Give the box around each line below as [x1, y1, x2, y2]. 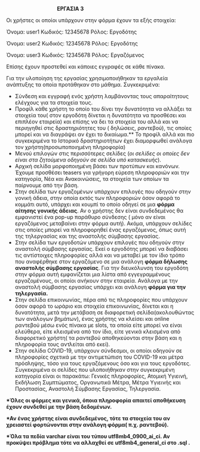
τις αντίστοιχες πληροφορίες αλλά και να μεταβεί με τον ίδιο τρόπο [14, 251, 185, 259]
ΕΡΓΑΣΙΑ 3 [57, 5, 84, 12]
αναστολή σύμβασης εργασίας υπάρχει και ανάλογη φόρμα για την [14, 284, 186, 290]
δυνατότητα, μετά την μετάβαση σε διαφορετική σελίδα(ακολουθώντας [14, 309, 195, 316]
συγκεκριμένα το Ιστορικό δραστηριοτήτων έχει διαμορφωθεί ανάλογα [14, 137, 193, 144]
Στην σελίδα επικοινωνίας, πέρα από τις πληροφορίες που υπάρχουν [14, 296, 188, 303]
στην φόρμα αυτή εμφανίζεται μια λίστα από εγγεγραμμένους [14, 271, 171, 278]
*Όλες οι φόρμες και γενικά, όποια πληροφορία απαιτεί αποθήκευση [6, 397, 186, 404]
